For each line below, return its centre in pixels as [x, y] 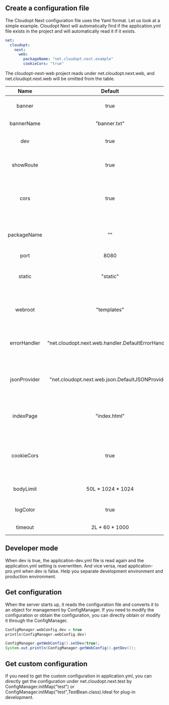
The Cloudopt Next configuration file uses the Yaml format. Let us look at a [83, 20]
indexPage [25, 416]
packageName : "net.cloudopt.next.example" [68, 59]
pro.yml [13, 571]
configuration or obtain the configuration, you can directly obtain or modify [83, 615]
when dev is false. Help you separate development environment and [93, 571]
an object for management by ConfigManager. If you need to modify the [80, 610]
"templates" [110, 310]
